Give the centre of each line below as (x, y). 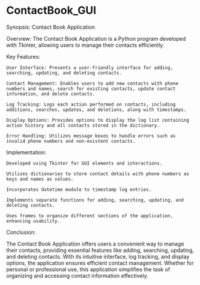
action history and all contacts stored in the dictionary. (83, 125)
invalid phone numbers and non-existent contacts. (71, 141)
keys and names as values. (40, 179)
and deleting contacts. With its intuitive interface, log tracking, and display (98, 256)
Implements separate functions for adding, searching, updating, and (95, 200)
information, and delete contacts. (51, 94)
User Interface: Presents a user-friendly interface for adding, (89, 67)
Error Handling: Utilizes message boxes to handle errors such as (91, 136)
